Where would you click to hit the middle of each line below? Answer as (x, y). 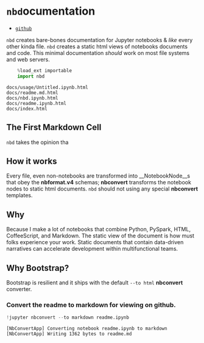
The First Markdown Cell (54, 127)
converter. (19, 289)
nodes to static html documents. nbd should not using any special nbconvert (102, 189)
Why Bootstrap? (38, 268)
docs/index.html (27, 109)
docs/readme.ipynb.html (37, 103)
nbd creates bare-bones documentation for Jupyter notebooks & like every (100, 40)
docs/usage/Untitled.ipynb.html (47, 87)
